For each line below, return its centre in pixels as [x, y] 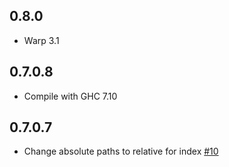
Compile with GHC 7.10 [70, 96]
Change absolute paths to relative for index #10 [121, 151]
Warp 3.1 [41, 40]
